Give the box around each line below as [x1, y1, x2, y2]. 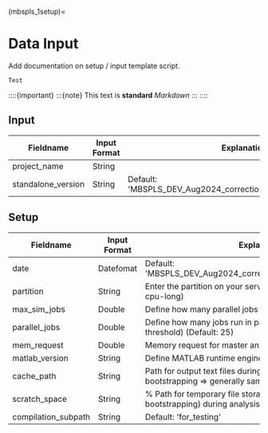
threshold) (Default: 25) [144, 326, 234, 337]
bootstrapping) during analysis [144, 398, 261, 409]
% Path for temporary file [144, 388, 240, 400]
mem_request [12, 339, 64, 350]
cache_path [12, 370, 57, 381]
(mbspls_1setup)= [8, 7, 66, 16]
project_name [12, 160, 64, 171]
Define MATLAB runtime [144, 352, 235, 364]
